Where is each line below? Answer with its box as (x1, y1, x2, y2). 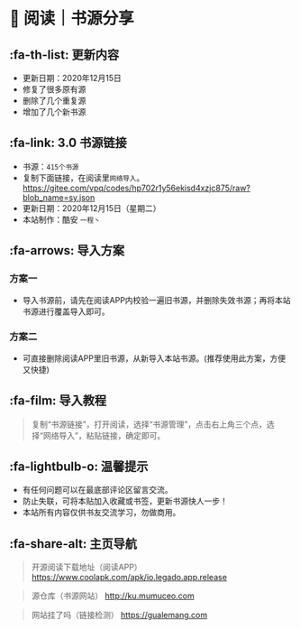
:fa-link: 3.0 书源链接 (9, 135, 128, 151)
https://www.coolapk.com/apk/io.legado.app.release (31, 572, 228, 583)
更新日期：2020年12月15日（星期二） (22, 202, 161, 213)
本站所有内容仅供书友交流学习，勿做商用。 (22, 507, 181, 518)
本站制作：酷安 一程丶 (22, 214, 101, 225)
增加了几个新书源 (22, 106, 86, 117)
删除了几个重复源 (22, 96, 86, 106)
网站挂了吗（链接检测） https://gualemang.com (31, 610, 208, 621)
